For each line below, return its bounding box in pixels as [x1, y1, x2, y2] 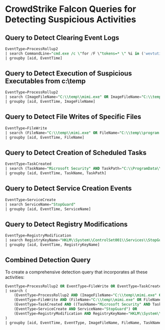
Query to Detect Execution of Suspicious [5, 69, 132, 78]
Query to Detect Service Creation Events [5, 184, 132, 193]
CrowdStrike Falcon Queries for [5, 3, 137, 15]
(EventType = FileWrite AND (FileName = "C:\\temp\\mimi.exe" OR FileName [14, 298, 162, 302]
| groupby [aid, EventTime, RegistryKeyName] [5, 242, 100, 247]
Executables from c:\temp [5, 77, 86, 86]
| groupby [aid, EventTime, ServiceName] [5, 207, 91, 211]
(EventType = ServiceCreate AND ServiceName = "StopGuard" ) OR [14, 306, 137, 311]
